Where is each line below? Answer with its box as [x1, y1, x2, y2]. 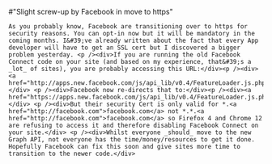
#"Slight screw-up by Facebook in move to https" [8, 7, 173, 16]
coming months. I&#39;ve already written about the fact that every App [8, 36, 259, 44]
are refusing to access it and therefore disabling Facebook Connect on [8, 121, 259, 129]
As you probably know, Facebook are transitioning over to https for [8, 23, 249, 31]
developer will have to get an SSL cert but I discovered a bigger [8, 44, 241, 52]
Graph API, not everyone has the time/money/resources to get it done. [8, 136, 255, 144]
